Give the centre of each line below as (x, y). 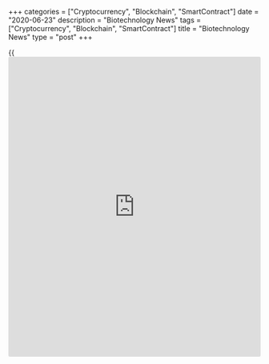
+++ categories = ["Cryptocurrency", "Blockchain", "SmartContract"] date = (134, 12)
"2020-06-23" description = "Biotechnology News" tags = (105, 20)
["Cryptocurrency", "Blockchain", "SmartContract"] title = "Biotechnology (129, 28)
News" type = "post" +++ (51, 37)
